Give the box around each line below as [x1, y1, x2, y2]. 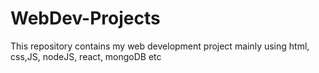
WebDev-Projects [10, 7, 161, 30]
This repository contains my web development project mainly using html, [10, 40, 310, 52]
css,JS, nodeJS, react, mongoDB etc [10, 50, 162, 62]
